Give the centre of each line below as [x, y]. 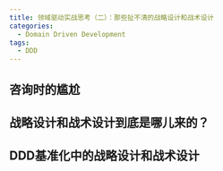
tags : [19, 43]
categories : [31, 26]
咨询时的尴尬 [45, 89]
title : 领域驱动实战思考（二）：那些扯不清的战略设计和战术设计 [112, 17]
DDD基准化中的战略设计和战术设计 [104, 156]
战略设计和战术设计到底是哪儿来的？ [109, 122]
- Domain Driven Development [72, 34]
